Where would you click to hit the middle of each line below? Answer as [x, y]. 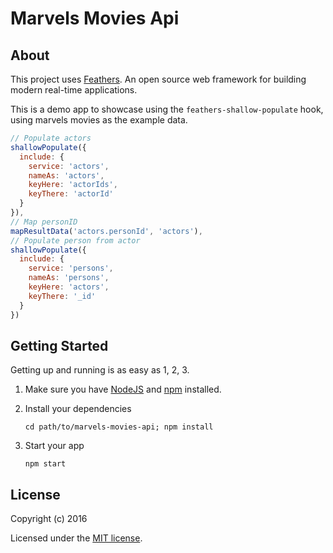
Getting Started [59, 345]
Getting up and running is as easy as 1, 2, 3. [100, 370]
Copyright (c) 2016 [49, 519]
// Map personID [44, 222]
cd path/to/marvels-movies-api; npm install [119, 427]
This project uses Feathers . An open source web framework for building [158, 79]
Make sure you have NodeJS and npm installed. [123, 389]
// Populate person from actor [75, 240]
